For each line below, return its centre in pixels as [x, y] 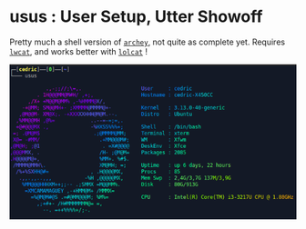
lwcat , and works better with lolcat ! [79, 51]
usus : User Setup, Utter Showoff [136, 17]
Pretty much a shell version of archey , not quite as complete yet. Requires [147, 42]
